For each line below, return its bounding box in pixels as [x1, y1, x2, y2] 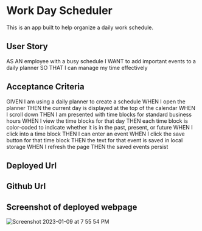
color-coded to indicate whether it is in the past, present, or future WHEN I [6, 123, 193, 131]
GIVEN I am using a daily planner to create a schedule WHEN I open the [6, 98, 186, 105]
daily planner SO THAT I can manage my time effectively [6, 64, 148, 71]
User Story [6, 41, 48, 52]
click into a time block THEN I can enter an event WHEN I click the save [6, 130, 185, 137]
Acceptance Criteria [6, 81, 85, 92]
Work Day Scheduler [6, 4, 113, 18]
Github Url [6, 181, 46, 191]
